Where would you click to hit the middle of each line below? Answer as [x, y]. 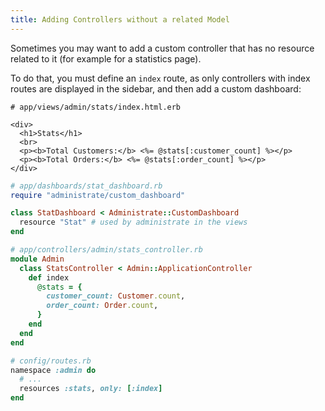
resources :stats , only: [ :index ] [91, 389]
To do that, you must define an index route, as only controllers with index [160, 78]
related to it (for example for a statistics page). [106, 58]
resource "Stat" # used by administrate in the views [133, 222]
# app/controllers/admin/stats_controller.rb [106, 250]
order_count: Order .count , [102, 306]
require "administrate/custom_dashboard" [98, 195]
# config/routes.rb [51, 361]
